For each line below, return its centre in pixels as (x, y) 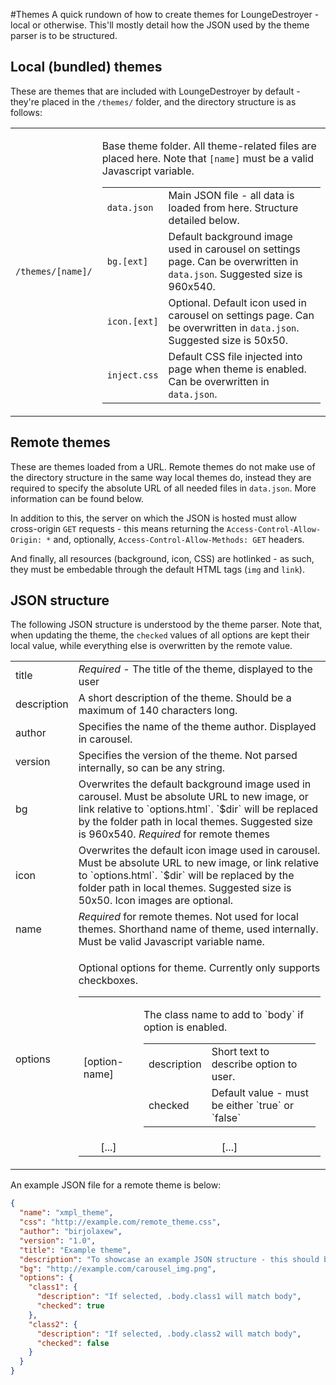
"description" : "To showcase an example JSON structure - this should (169, 1259)
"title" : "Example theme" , (75, 1250)
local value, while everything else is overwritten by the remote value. (151, 646)
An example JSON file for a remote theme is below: (116, 1185)
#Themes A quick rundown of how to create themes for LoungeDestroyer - (165, 14)
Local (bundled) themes (86, 67)
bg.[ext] (127, 261)
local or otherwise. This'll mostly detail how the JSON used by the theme (160, 25)
